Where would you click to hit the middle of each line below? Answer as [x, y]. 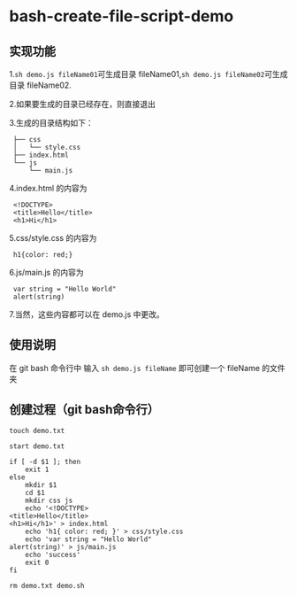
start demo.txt [37, 446]
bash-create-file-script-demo [122, 16]
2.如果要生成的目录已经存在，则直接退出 [83, 104]
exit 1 [37, 469]
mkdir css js [49, 500]
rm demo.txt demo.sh [47, 585]
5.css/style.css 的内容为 [53, 238]
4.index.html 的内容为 [48, 188]
